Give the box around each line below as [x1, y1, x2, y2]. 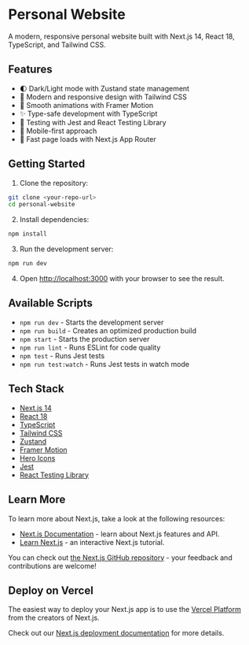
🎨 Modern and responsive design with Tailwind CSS [19, 92, 187, 102]
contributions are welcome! [8, 561, 97, 570]
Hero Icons [19, 453, 56, 462]
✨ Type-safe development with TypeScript [19, 109, 158, 118]
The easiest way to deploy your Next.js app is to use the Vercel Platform [8, 605, 242, 614]
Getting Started [8, 158, 86, 171]
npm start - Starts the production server [19, 334, 150, 343]
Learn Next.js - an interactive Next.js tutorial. [19, 537, 165, 547]
